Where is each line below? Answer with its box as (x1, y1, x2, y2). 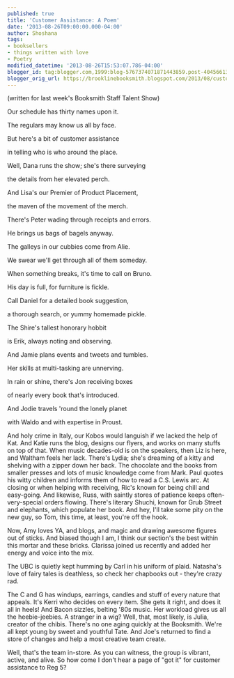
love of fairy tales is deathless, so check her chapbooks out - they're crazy (7, 569, 222, 578)
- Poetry (7, 56, 33, 63)
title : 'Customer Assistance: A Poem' (7, 17, 120, 24)
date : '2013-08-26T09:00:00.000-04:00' (7, 23, 123, 30)
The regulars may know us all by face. (7, 121, 116, 130)
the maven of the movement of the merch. (7, 202, 128, 210)
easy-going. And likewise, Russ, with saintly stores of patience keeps (7, 491, 205, 499)
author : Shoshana (7, 29, 58, 37)
